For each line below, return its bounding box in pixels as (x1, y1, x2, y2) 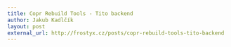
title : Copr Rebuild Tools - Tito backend (7, 10, 133, 17)
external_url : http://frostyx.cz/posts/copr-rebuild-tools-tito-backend (7, 29, 225, 37)
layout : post (7, 23, 46, 30)
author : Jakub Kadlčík (7, 17, 74, 23)
